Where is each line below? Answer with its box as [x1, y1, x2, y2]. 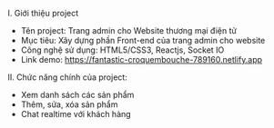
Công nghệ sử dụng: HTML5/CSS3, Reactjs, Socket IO [20, 44, 225, 55]
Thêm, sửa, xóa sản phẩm [20, 99, 118, 110]
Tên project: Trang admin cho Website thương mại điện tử [20, 25, 238, 35]
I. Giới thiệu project [7, 8, 79, 18]
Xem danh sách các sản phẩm [20, 90, 135, 100]
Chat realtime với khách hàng [20, 109, 132, 119]
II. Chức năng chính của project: [7, 72, 127, 83]
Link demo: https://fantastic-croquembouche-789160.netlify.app [20, 54, 263, 64]
